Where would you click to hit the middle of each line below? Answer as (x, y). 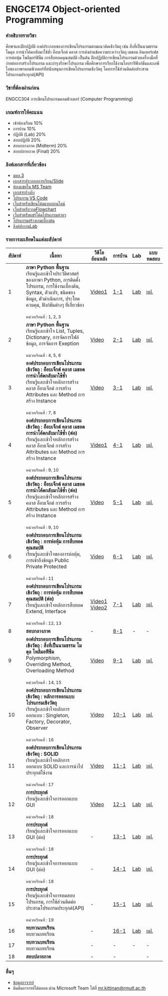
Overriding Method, (49, 664)
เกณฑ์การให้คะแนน (24, 112)
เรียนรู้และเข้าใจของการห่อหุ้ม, (54, 554)
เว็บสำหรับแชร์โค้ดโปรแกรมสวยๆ (39, 215)
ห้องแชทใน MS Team (32, 187)
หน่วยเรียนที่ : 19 (40, 920)
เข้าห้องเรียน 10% (28, 123)
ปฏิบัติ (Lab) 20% (29, 134)
